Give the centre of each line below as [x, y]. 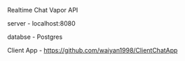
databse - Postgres [35, 37]
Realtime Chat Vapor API [43, 10]
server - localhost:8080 [41, 23]
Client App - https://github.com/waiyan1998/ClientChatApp [92, 50]
